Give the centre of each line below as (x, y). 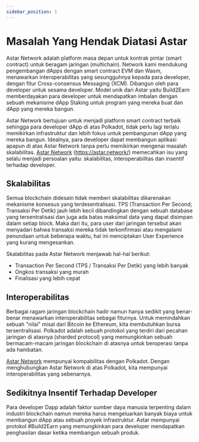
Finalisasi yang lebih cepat (48, 278)
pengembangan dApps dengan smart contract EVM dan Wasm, (84, 71)
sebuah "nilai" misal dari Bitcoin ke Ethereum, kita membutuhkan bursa (94, 324)
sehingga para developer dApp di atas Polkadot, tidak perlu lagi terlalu (93, 127)
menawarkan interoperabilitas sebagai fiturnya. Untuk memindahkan (106, 318)
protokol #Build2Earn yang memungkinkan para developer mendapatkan (96, 426)
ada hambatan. (25, 350)
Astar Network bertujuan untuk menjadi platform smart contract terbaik (94, 120)
